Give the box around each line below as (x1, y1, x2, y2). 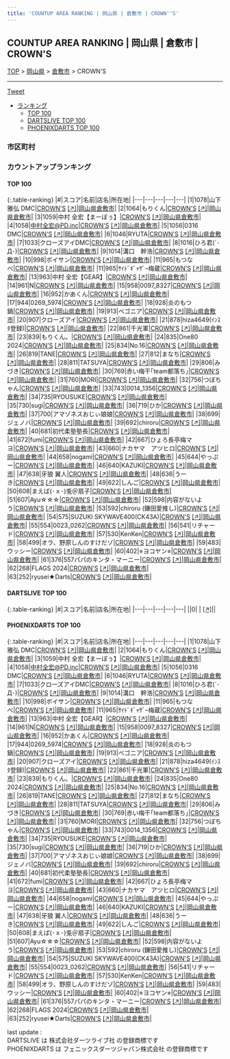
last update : (7, 1027, 42, 1036)
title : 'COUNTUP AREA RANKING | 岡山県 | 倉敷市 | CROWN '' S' (7, 10, 179, 17)
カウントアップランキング (7, 162, 91, 172)
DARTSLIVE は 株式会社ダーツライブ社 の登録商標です (7, 1036, 159, 1044)
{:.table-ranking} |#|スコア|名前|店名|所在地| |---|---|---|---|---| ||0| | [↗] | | (7, 605, 216, 613)
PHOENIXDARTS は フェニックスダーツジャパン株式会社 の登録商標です (7, 1045, 209, 1053)
